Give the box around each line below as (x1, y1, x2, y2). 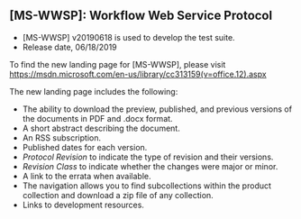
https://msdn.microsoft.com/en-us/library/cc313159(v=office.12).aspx (9, 68, 268, 79)
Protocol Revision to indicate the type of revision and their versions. (22, 151, 274, 162)
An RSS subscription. (22, 132, 102, 143)
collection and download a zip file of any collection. (22, 189, 214, 200)
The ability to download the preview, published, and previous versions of (22, 104, 293, 114)
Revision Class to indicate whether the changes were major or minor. (22, 160, 278, 171)
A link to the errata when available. (22, 170, 151, 181)
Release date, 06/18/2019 (22, 41, 117, 52)
